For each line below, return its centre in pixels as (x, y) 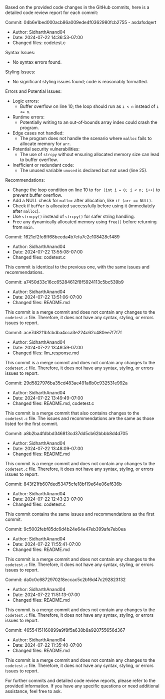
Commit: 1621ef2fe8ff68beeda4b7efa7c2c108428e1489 (62, 237)
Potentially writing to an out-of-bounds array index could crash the (88, 122)
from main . (23, 227)
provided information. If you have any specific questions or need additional (82, 686)
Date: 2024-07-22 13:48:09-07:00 (48, 448)
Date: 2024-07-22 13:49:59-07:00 (48, 347)
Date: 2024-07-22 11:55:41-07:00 (46, 544)
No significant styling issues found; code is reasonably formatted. (80, 82)
